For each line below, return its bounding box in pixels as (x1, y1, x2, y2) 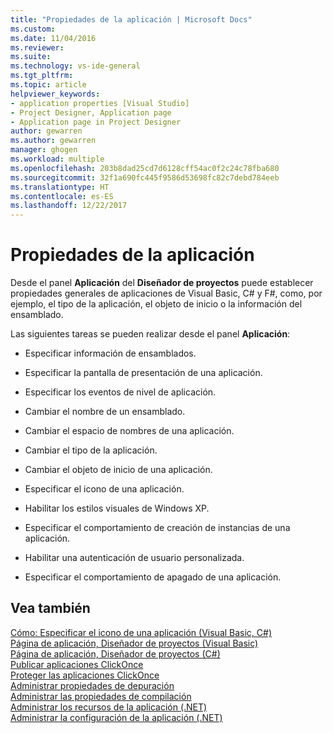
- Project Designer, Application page (10, 107, 172, 118)
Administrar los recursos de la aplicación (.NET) (10, 701, 208, 713)
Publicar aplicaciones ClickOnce (10, 658, 144, 670)
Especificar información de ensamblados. (24, 347, 197, 360)
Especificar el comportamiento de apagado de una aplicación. (24, 571, 282, 583)
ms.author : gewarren (10, 136, 97, 146)
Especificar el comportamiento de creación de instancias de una (24, 522, 291, 534)
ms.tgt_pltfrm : (10, 71, 74, 81)
